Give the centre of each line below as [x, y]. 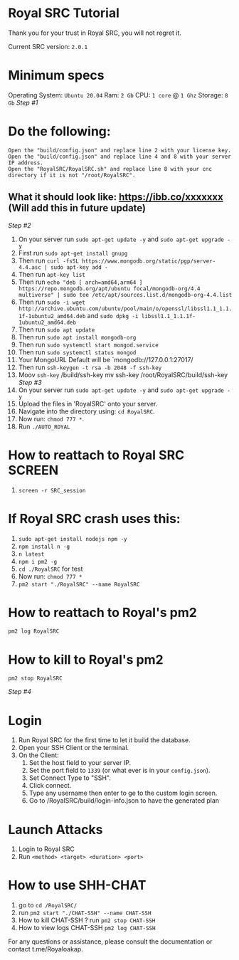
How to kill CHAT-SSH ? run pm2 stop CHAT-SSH [87, 920]
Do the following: [59, 131]
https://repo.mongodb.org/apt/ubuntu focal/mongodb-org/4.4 [109, 289]
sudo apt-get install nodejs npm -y [73, 539]
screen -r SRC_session [52, 490]
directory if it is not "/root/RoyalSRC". [72, 175]
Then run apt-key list [52, 274]
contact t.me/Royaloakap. [46, 949]
